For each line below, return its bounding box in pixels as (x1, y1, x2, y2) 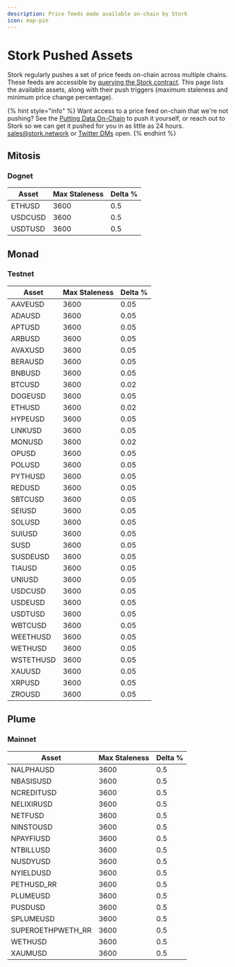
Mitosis (7, 150, 41, 162)
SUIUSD (11, 529, 38, 539)
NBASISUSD (11, 776, 52, 786)
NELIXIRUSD (11, 799, 53, 809)
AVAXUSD (11, 345, 44, 355)
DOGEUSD (11, 391, 47, 401)
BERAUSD (11, 356, 44, 366)
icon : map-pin (7, 17, 49, 24)
